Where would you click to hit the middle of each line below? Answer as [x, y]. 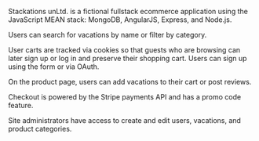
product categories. [40, 129]
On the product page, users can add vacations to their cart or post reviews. [130, 82]
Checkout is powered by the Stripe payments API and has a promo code [125, 97]
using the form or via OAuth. [54, 67]
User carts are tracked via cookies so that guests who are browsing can [124, 50]
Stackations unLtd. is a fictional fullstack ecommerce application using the [128, 11]
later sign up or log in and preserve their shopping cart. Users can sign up [128, 58]
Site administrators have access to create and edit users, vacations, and [125, 120]
